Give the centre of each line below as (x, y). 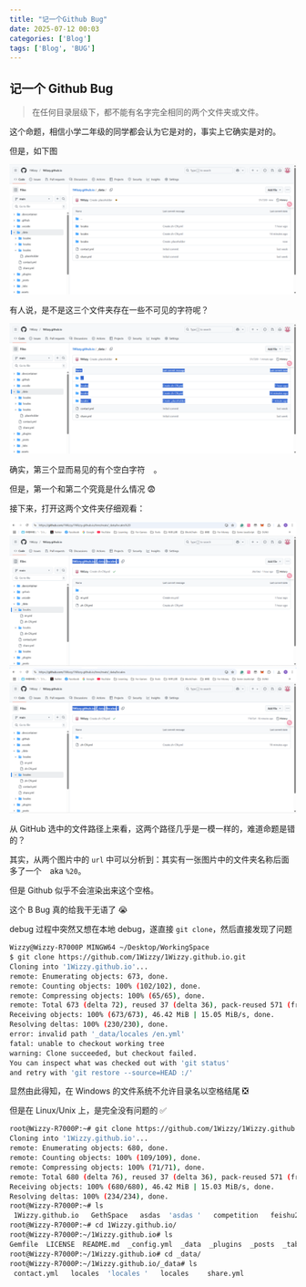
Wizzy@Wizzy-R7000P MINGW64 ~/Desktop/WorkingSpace (109, 948)
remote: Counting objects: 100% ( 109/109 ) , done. (106, 1158)
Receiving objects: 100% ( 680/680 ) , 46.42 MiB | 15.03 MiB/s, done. (142, 1187)
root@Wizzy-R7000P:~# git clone (71, 1129)
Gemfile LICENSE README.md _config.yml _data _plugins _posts (142, 1244)
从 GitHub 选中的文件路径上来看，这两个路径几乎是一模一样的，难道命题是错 (153, 829)
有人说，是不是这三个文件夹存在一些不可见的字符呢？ (109, 310)
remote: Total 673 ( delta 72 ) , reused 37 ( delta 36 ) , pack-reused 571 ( (150, 1005)
